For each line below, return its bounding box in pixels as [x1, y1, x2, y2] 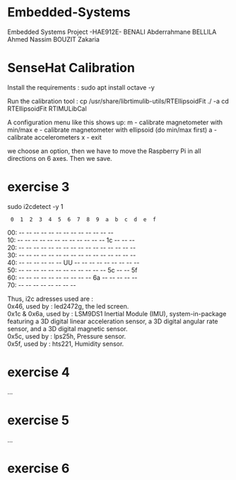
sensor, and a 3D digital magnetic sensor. [7, 324, 128, 332]
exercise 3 [7, 179, 70, 195]
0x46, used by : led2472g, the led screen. [7, 301, 129, 311]
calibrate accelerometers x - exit [7, 133, 102, 141]
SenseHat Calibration [7, 60, 136, 76]
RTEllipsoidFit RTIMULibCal [7, 104, 87, 113]
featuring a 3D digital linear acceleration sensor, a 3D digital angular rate [7, 317, 218, 325]
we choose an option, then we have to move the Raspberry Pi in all [7, 146, 201, 155]
